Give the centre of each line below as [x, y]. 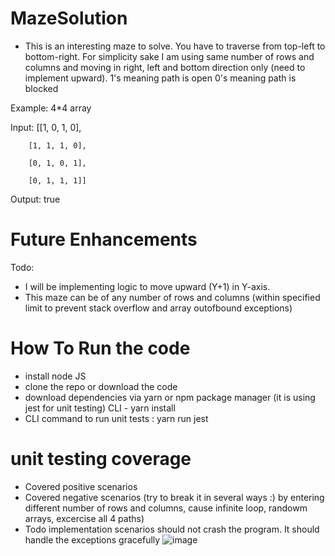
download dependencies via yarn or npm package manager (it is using [170, 397]
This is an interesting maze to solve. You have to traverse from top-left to [175, 46]
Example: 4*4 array [51, 108]
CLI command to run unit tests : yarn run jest [116, 418]
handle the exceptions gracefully [92, 539]
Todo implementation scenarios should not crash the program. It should [172, 529]
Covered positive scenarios [81, 486]
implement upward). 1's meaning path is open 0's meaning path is [160, 78]
